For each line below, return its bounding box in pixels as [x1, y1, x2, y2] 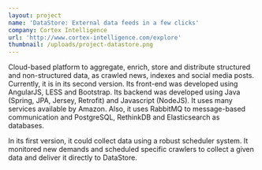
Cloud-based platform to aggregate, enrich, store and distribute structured [8, 62, 251, 72]
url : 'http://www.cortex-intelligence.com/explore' [8, 33, 182, 42]
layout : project [8, 11, 62, 20]
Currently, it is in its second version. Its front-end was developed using [8, 79, 238, 89]
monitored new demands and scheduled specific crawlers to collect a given [8, 145, 255, 154]
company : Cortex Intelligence [8, 26, 108, 34]
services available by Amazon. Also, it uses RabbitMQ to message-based [8, 104, 246, 114]
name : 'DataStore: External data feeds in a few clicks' [8, 19, 200, 27]
